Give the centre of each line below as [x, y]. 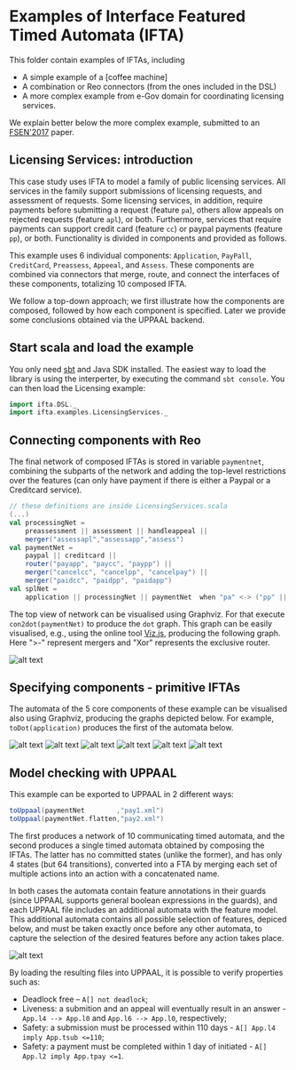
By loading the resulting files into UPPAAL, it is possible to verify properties [146, 972]
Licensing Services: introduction [101, 160]
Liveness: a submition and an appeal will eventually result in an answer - [154, 1009]
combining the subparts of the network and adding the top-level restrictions [148, 471]
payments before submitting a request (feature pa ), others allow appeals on [147, 210]
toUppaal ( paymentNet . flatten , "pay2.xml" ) [87, 819]
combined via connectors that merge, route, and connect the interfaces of [144, 274]
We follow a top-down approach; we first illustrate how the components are [147, 300]
